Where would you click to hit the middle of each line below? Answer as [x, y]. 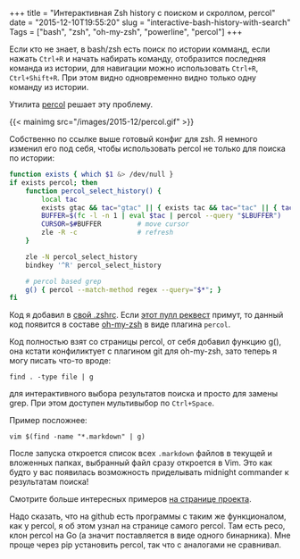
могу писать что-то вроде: [60, 361]
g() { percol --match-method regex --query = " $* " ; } [123, 289]
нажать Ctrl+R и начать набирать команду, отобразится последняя [137, 58]
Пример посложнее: [48, 421]
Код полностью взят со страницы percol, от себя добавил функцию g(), [146, 342]
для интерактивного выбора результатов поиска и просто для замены [144, 394]
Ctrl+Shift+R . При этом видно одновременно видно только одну [133, 78]
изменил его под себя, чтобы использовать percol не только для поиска [147, 148]
